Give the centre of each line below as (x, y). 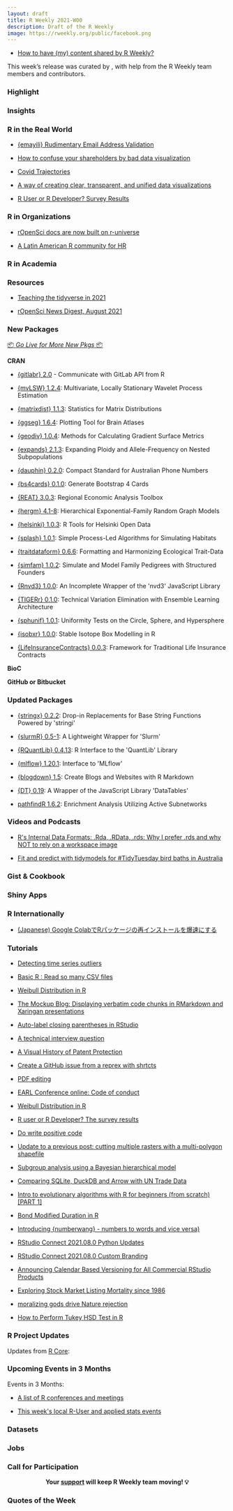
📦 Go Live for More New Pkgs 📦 (55, 345)
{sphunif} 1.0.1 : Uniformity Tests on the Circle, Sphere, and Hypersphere (121, 620)
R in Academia (32, 264)
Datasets (23, 1429)
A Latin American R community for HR (72, 246)
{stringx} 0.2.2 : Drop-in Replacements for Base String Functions (109, 715)
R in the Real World (40, 130)
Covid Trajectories (44, 172)
